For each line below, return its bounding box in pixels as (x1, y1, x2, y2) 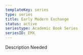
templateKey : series (5, 7, 49, 12)
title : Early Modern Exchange (5, 16, 69, 21)
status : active (5, 21, 37, 26)
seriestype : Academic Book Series (5, 26, 78, 31)
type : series (5, 12, 33, 17)
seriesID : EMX (5, 30, 35, 35)
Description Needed (5, 44, 47, 50)
